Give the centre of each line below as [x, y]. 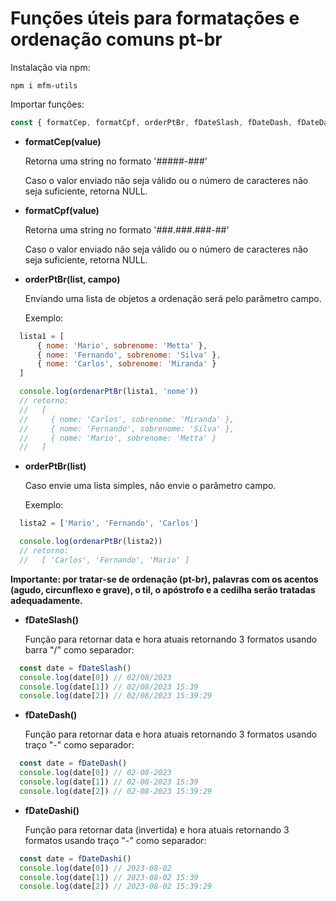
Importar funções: [47, 104]
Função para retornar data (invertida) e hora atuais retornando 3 [157, 829]
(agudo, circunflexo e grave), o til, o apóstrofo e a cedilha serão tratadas [163, 589]
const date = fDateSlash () [75, 668]
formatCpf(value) [62, 210]
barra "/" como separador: [79, 649]
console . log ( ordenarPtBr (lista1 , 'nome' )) [109, 392]
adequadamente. [46, 600]
